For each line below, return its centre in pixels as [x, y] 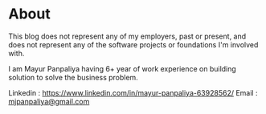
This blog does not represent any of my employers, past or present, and [127, 36]
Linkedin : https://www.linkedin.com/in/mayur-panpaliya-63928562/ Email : [133, 92]
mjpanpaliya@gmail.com [49, 101]
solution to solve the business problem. [73, 77]
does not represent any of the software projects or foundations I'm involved [133, 44]
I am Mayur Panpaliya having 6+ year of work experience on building [123, 68]
